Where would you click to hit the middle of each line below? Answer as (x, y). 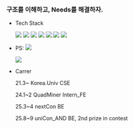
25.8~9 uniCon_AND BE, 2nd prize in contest (71, 118)
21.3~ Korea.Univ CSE (43, 83)
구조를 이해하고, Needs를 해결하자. (55, 9)
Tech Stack (29, 23)
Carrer (23, 72)
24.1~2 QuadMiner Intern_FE (51, 95)
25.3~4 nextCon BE (40, 107)
